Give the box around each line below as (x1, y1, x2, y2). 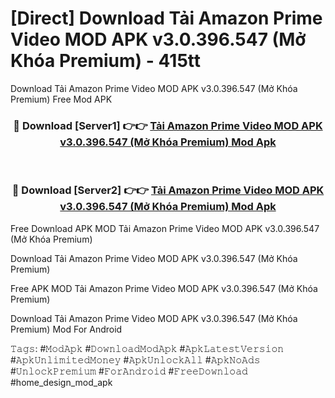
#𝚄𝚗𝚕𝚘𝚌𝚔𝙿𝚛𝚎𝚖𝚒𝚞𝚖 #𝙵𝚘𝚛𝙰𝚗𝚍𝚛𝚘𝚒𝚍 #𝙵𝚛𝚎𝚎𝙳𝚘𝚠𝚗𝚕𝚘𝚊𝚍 (10, 365, 248, 377)
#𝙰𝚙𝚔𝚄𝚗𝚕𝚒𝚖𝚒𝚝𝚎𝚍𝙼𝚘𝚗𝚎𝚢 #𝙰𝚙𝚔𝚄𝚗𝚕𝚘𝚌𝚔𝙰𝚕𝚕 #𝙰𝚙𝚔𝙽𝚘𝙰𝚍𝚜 (10, 353, 261, 366)
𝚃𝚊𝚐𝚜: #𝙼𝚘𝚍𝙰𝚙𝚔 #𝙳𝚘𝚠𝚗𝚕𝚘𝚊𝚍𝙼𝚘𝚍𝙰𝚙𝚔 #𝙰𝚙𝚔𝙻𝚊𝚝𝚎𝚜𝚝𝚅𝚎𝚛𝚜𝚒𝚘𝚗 (10, 342, 285, 354)
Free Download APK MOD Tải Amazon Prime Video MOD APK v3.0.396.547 (10, 222, 320, 234)
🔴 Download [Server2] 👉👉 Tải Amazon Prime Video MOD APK (11, 183, 325, 197)
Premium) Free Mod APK (10, 93, 113, 105)
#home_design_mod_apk (10, 376, 113, 388)
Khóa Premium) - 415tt (10, 50, 202, 72)
